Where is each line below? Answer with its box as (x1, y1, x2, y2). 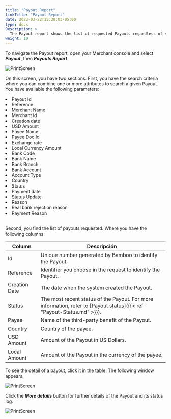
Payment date (12, 188, 41, 194)
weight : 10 (5, 36, 28, 41)
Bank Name (12, 155, 36, 161)
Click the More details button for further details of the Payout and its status (5, 392, 163, 399)
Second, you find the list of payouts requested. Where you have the (5, 225, 147, 231)
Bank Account (12, 167, 42, 173)
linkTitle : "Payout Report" (5, 12, 65, 17)
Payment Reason (12, 210, 47, 216)
